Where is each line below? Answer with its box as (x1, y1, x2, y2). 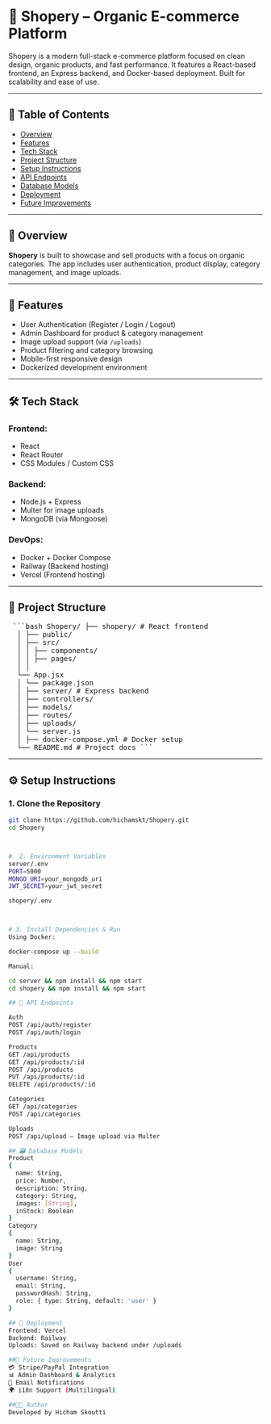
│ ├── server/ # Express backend (16, 686, 149, 696)
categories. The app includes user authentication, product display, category (8, 258, 261, 269)
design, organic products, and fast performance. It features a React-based (8, 60, 256, 69)
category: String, (15, 1192, 78, 1200)
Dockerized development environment (19, 362, 148, 372)
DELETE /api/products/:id (8, 1081, 95, 1089)
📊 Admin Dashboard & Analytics (8, 1372, 116, 1380)
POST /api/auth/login (8, 1028, 81, 1037)
